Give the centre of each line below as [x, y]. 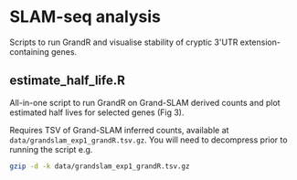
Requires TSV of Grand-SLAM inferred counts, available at [119, 130]
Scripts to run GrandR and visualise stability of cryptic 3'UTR [124, 42]
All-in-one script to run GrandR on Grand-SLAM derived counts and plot [145, 102]
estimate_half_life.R [68, 81]
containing [30, 51]
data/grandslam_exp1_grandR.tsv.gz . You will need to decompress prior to [148, 140]
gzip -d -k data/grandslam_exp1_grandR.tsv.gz [100, 166]
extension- [260, 42]
